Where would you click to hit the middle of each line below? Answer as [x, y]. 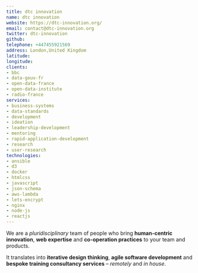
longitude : [20, 61]
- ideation [20, 123]
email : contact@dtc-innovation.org [50, 28]
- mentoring [21, 134]
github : [16, 39]
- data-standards [28, 111]
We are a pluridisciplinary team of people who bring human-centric [89, 233]
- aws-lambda [22, 194]
